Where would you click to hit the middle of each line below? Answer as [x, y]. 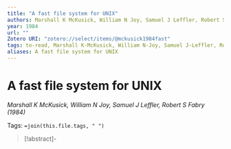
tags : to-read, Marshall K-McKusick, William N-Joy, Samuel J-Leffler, [112, 45]
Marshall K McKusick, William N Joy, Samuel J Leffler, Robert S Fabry [106, 104]
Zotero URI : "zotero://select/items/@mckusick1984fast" [89, 39]
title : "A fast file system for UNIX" [63, 13]
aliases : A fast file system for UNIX [63, 52]
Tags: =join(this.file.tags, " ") [56, 125]
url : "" [18, 33]
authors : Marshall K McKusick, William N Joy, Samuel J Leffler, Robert [113, 20]
